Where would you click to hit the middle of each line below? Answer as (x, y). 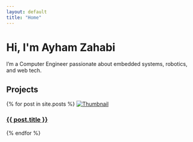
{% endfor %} (24, 133)
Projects (22, 89)
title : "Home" (24, 18)
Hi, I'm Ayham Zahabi (61, 47)
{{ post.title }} (27, 120)
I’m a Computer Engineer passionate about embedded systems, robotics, (97, 64)
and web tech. (24, 71)
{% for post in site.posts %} (41, 104)
